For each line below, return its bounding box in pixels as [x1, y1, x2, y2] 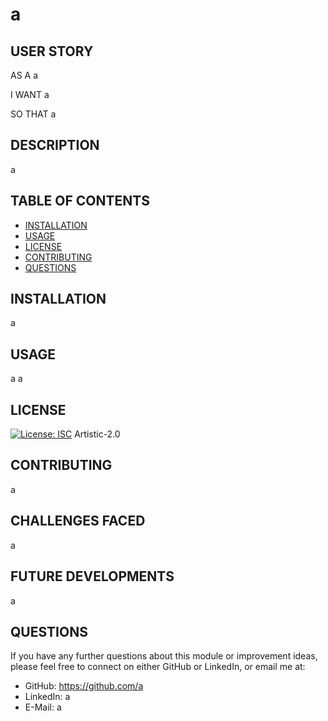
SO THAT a [10, 108, 57, 120]
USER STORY [10, 43, 94, 60]
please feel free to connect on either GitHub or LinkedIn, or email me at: [10, 661, 306, 673]
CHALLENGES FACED [10, 513, 146, 530]
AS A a [10, 69, 39, 81]
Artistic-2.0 [74, 428, 121, 440]
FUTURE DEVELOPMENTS [10, 568, 175, 585]
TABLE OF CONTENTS [10, 193, 150, 210]
